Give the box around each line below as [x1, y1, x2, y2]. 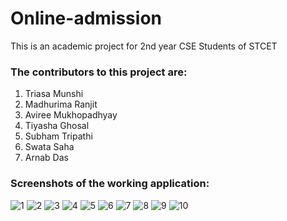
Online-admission [10, 7, 162, 30]
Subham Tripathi [24, 130, 93, 142]
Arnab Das [24, 152, 69, 164]
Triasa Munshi [24, 88, 84, 100]
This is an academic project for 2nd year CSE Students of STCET [10, 40, 278, 52]
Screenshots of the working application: [10, 177, 210, 191]
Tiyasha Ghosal [24, 120, 90, 132]
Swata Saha [24, 141, 75, 153]
